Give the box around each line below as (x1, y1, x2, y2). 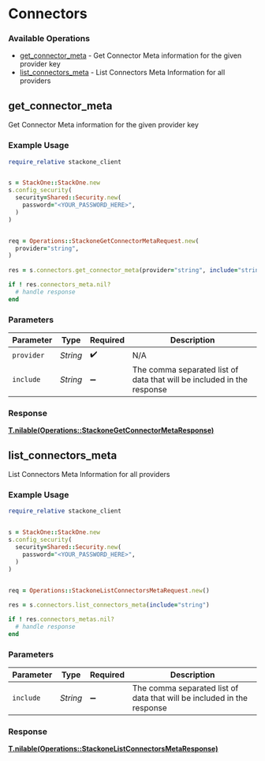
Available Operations (8, 33, 91, 44)
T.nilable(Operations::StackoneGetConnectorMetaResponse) (8, 426, 215, 435)
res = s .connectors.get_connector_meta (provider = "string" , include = (8, 267, 238, 274)
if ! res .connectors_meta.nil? (8, 281, 111, 289)
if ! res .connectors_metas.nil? (8, 615, 114, 623)
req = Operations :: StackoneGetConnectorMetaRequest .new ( (8, 237, 200, 245)
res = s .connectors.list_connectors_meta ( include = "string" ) (8, 601, 211, 609)
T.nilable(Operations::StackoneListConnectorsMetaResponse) (8, 744, 218, 754)
